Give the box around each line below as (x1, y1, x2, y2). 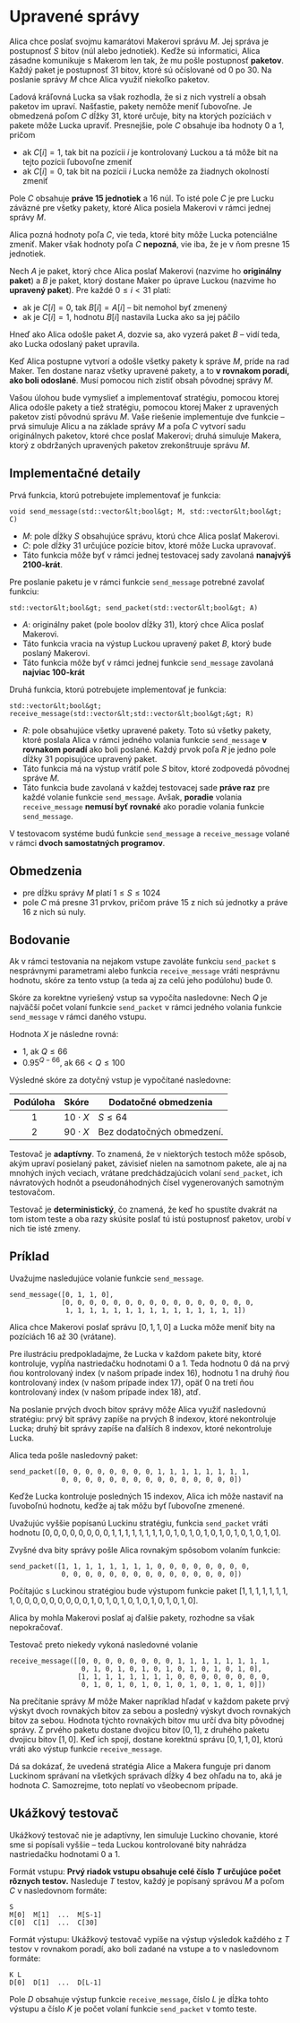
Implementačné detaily (9, 466, 141, 481)
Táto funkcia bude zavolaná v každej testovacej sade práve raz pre (21, 782, 270, 792)
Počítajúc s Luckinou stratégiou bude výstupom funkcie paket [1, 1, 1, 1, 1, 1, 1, (9, 1585, 288, 1596)
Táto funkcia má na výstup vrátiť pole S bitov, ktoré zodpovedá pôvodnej (21, 763, 290, 774)
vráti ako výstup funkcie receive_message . (9, 1743, 163, 1754)
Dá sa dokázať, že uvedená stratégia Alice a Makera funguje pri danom (9, 1760, 271, 1771)
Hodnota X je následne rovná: (9, 1029, 119, 1040)
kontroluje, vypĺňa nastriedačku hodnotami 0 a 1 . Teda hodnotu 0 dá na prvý (9, 1358, 290, 1369)
